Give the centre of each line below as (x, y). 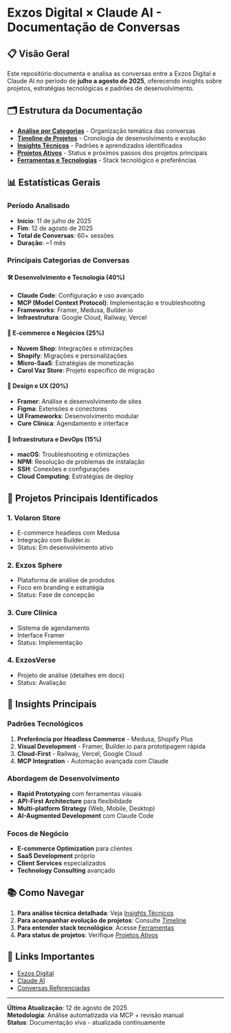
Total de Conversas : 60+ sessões (65, 235)
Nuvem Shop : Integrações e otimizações (75, 348)
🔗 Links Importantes (51, 957)
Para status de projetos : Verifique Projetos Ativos (87, 934)
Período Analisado (38, 206)
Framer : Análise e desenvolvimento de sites (79, 402)
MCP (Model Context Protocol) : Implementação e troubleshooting (111, 303)
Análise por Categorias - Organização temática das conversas (106, 131)
